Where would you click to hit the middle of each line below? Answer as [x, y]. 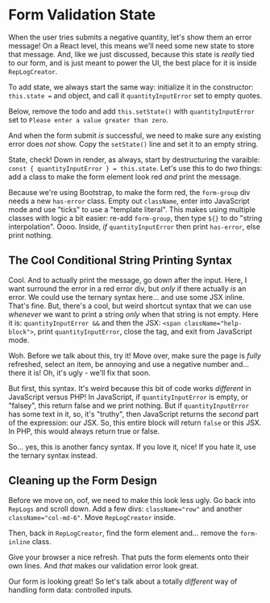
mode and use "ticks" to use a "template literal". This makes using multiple [132, 209]
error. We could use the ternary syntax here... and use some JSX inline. [127, 297]
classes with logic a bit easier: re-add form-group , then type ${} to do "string [135, 218]
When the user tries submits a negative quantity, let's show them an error [130, 37]
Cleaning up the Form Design [83, 481]
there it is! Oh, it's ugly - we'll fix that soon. [79, 372]
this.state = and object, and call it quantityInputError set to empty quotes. [135, 95]
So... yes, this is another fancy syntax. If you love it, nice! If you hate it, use [132, 447]
